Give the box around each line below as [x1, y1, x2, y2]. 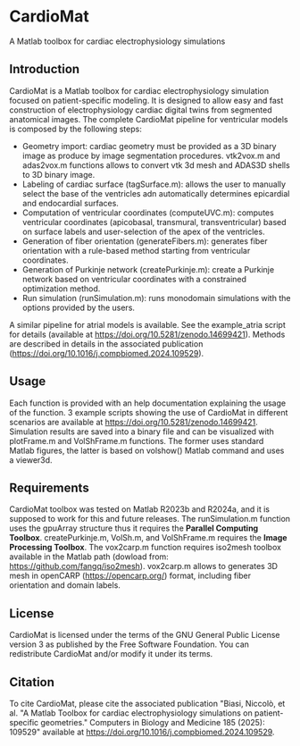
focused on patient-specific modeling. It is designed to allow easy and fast [9, 95, 284, 105]
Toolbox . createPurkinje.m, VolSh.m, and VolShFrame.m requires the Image [9, 532, 287, 543]
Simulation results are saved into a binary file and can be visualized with [9, 426, 274, 437]
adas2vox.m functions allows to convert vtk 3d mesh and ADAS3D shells [21, 159, 290, 171]
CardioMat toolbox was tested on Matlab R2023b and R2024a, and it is [9, 504, 271, 515]
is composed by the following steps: [9, 123, 143, 134]
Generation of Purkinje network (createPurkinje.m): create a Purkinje [21, 264, 275, 274]
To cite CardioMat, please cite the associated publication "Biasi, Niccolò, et [9, 699, 286, 708]
